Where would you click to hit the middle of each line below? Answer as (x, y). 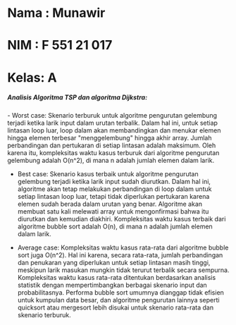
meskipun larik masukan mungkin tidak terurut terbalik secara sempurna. (123, 270)
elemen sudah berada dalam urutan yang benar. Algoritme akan (110, 204)
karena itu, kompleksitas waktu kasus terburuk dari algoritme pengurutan (113, 152)
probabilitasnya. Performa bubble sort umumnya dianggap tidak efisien (120, 292)
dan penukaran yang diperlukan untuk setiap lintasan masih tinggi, (114, 262)
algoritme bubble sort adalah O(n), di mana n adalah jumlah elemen (115, 226)
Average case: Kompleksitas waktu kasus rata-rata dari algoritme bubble (123, 247)
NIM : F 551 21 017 (60, 45)
